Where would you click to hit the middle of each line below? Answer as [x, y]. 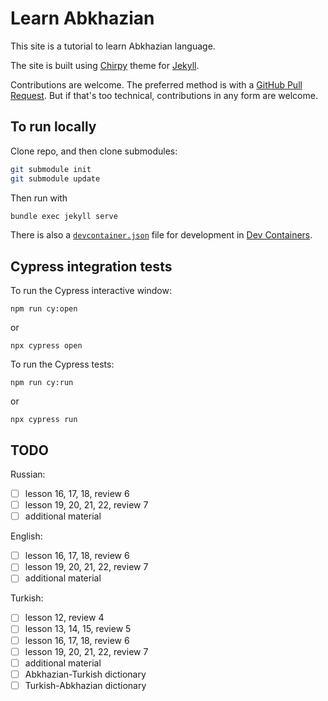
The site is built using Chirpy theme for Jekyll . [105, 65]
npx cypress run [44, 420]
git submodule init [51, 169]
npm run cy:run [42, 383]
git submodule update [55, 178]
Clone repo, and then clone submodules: [94, 151]
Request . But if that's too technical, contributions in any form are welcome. [164, 95]
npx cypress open [46, 346]
